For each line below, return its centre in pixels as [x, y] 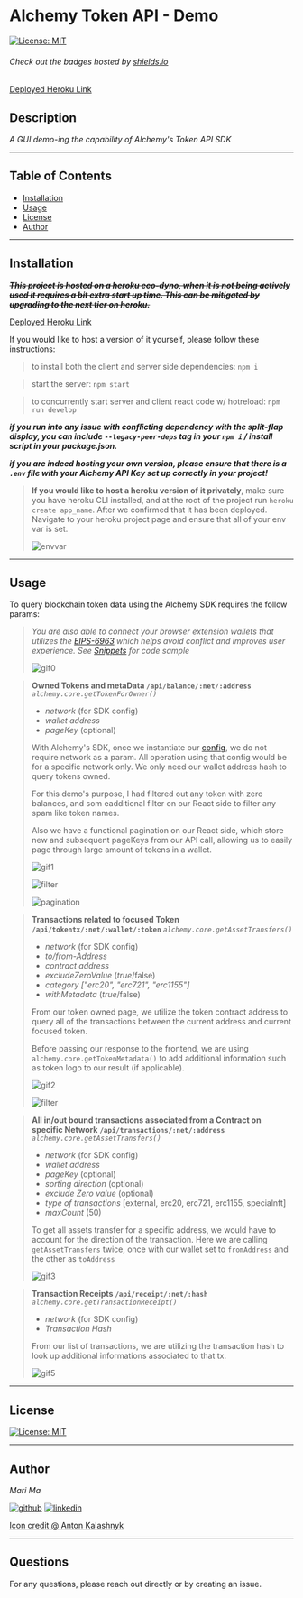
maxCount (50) [73, 1213]
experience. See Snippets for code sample [110, 651]
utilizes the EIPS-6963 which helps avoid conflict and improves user [158, 641]
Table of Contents [61, 176]
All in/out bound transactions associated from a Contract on [146, 1120]
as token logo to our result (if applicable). [108, 1068]
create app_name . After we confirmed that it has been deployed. [149, 510]
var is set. [50, 528]
